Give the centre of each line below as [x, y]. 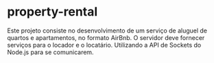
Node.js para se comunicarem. [50, 52]
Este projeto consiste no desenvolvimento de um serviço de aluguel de [107, 30]
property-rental [52, 12]
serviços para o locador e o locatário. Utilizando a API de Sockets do [104, 45]
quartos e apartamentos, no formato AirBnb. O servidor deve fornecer [106, 37]
